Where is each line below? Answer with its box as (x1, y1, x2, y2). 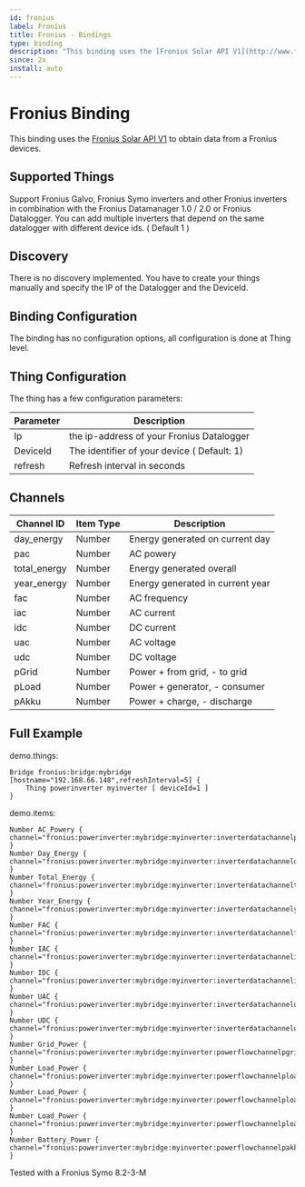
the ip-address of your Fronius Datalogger (68, 430, 251, 443)
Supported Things (9, 169, 115, 185)
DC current (128, 621, 177, 633)
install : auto (9, 65, 64, 74)
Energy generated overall (128, 562, 237, 574)
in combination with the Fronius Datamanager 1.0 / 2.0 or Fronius (9, 203, 251, 214)
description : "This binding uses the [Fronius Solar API (9, 47, 230, 56)
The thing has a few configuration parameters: (9, 393, 183, 404)
